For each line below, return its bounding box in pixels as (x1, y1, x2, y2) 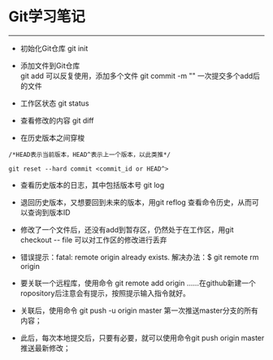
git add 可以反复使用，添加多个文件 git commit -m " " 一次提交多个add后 (19, 71, 261, 80)
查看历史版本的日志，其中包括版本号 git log (19, 180, 165, 189)
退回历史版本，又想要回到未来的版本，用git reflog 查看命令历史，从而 (19, 197, 252, 207)
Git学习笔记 (8, 7, 85, 26)
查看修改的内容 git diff (19, 115, 95, 125)
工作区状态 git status (19, 98, 89, 108)
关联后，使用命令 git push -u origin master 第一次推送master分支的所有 (19, 306, 258, 315)
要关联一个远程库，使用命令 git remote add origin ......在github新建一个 (19, 278, 256, 288)
